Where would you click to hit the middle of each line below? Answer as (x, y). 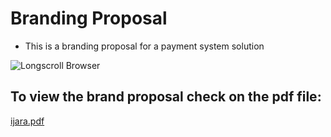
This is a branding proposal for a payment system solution (144, 46)
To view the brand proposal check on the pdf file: (166, 97)
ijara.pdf (27, 121)
